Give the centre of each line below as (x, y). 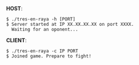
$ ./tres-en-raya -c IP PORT (42, 51)
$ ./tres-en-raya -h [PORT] (41, 19)
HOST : (14, 8)
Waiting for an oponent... (45, 29)
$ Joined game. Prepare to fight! (49, 56)
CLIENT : (16, 40)
